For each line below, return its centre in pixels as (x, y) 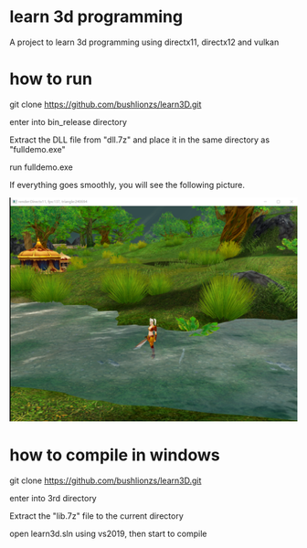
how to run (51, 79)
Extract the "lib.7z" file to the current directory (97, 516)
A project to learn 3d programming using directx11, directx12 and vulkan (144, 42)
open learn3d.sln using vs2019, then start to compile (108, 533)
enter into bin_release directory (69, 121)
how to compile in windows (115, 455)
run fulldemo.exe (41, 167)
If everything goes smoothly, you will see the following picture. (127, 184)
